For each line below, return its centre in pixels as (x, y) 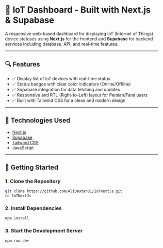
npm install (17, 218)
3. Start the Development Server (44, 231)
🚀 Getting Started (32, 167)
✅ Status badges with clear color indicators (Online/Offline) (71, 84)
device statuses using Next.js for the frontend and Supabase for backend (79, 39)
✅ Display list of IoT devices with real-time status (61, 78)
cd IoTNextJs (18, 196)
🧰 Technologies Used (38, 121)
